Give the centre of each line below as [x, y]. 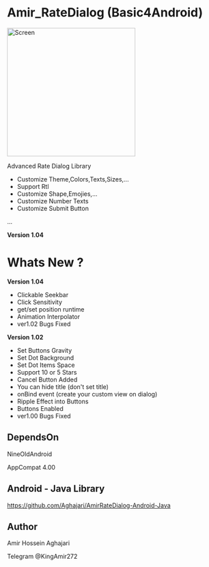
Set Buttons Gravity [44, 350]
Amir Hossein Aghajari [39, 543]
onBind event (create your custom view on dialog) [87, 394]
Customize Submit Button [53, 208]
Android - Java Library [56, 489]
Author [22, 526]
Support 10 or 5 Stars [47, 372]
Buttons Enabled [40, 408]
